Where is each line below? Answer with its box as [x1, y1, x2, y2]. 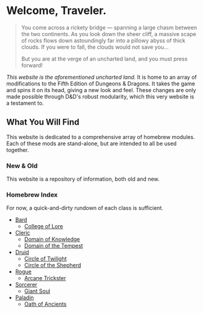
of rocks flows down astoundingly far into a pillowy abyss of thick [21, 37, 185, 44]
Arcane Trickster [24, 275, 66, 282]
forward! [21, 62, 43, 69]
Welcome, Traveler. [6, 4, 107, 18]
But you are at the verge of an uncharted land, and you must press [21, 55, 188, 62]
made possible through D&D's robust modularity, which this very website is [6, 93, 194, 100]
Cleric [15, 229, 30, 237]
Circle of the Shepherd [24, 262, 81, 269]
